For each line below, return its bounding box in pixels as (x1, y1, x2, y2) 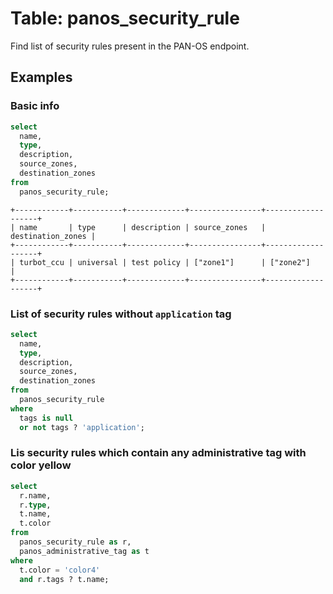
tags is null (19, 413, 74, 423)
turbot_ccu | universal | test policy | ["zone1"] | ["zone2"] (19, 257, 311, 267)
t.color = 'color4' (19, 565, 101, 575)
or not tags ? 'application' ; (19, 422, 145, 432)
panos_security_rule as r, (19, 537, 132, 547)
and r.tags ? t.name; (19, 574, 110, 584)
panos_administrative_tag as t (19, 546, 150, 556)
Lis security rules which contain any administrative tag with (10, 446, 307, 460)
